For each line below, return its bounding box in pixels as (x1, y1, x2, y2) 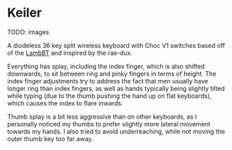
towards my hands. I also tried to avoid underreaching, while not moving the (7, 127, 225, 135)
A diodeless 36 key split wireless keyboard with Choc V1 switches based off (7, 41, 225, 49)
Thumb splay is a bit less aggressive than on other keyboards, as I (7, 112, 197, 121)
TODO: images (7, 28, 49, 36)
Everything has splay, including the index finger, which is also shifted (7, 62, 206, 70)
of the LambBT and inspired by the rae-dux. (7, 49, 133, 57)
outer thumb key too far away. (7, 134, 93, 143)
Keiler (7, 5, 42, 21)
